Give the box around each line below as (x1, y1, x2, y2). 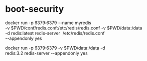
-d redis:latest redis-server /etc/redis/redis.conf (5, 30, 105, 36)
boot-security (5, 3, 64, 15)
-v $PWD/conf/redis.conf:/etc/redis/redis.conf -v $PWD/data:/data (5, 25, 143, 30)
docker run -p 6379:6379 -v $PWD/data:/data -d (5, 45, 106, 51)
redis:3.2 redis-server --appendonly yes (5, 50, 88, 56)
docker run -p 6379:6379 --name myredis (5, 20, 91, 26)
